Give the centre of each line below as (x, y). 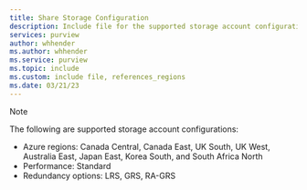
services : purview (44, 35)
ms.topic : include (44, 69)
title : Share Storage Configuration (79, 18)
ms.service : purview (49, 60)
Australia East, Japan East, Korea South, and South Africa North (143, 156)
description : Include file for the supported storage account (130, 26)
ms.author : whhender (49, 52)
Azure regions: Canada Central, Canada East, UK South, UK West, (147, 146)
